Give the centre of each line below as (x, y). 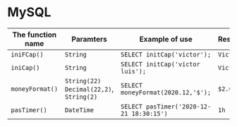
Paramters (89, 39)
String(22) (83, 81)
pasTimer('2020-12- (178, 106)
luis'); (134, 71)
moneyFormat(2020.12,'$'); (166, 92)
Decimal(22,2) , (89, 89)
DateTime (79, 110)
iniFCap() (27, 54)
